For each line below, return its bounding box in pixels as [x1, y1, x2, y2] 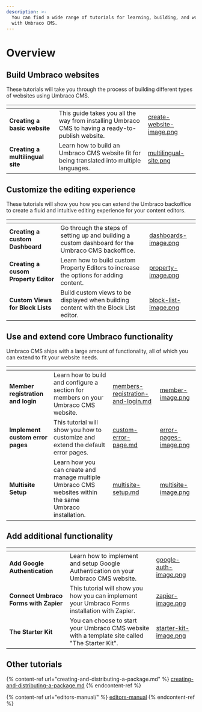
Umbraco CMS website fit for [58, 149, 141, 157]
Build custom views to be [60, 288, 131, 297]
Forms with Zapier [9, 599, 63, 607]
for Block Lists [9, 303, 52, 312]
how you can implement [70, 591, 138, 599]
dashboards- [149, 231, 188, 240]
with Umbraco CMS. [11, 20, 58, 26]
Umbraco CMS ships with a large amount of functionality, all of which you [6, 347, 188, 354]
